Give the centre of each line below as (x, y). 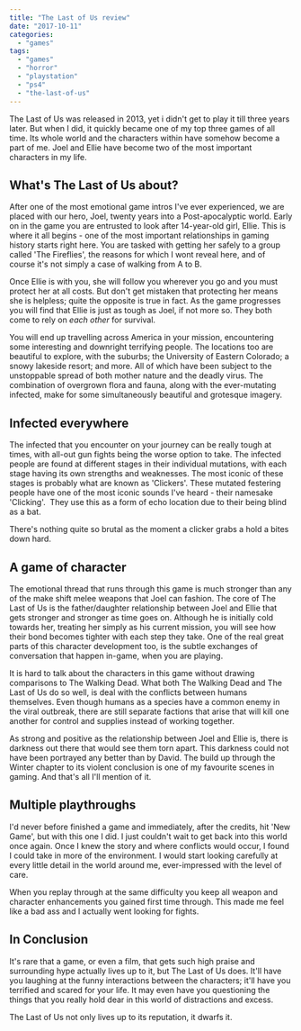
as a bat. (26, 512)
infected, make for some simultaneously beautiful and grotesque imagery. (146, 395)
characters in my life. (48, 157)
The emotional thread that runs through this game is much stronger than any (150, 588)
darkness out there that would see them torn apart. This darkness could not (149, 747)
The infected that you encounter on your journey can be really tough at (141, 445)
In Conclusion (49, 940)
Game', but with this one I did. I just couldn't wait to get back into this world (148, 836)
